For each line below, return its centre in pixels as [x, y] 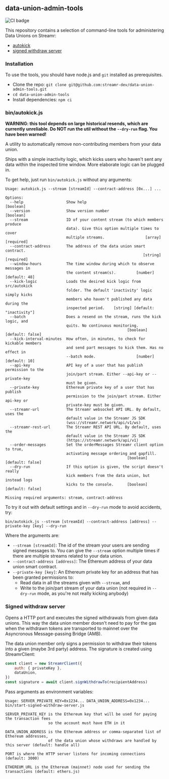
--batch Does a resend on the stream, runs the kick [86, 317]
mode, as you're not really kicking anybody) [83, 593]
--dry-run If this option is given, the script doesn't [87, 467]
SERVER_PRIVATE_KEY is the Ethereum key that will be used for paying [81, 714]
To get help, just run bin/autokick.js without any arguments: [69, 180]
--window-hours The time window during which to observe [82, 264]
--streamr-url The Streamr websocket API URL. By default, [86, 410]
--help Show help [48, 202]
